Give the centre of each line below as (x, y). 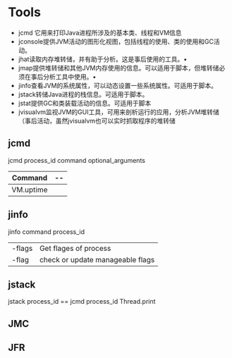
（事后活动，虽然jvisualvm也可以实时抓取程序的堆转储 (97, 121)
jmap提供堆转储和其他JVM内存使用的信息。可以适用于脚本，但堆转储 (118, 68)
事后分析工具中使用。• (63, 76)
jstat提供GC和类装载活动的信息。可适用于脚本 (85, 103)
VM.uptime (30, 190)
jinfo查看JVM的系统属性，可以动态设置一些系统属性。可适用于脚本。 (118, 85)
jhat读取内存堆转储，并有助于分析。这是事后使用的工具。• (103, 59)
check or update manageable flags (97, 259)
